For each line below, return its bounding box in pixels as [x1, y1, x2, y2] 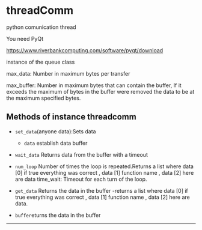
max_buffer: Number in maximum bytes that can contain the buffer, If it [6, 82, 182, 89]
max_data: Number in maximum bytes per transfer [6, 70, 130, 77]
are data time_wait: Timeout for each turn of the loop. [14, 175, 147, 183]
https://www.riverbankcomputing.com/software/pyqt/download [6, 46, 164, 54]
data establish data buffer [23, 139, 88, 147]
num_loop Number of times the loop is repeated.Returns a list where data [14, 163, 194, 170]
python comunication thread [6, 23, 76, 31]
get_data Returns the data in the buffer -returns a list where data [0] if [14, 187, 188, 194]
